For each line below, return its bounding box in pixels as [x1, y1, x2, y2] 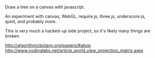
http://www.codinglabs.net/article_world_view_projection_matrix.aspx [5, 48, 144, 53]
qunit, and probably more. [5, 19, 57, 24]
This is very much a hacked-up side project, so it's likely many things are [5, 28, 151, 33]
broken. [5, 33, 20, 39]
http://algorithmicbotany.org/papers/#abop [5, 43, 91, 48]
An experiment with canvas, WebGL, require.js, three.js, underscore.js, [5, 14, 146, 19]
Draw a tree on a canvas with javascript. [5, 4, 85, 10]
